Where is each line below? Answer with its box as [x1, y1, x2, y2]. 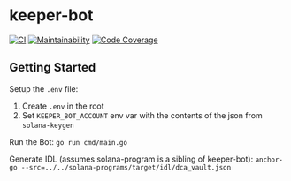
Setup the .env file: [9, 83, 79, 94]
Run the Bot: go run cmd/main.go [9, 136, 128, 147]
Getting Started [9, 60, 96, 75]
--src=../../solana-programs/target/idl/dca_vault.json [20, 162, 232, 172]
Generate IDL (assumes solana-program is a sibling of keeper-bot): [9, 154, 254, 164]
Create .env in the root [21, 101, 104, 111]
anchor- [255, 155, 284, 164]
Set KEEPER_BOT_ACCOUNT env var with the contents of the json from [21, 109, 263, 120]
